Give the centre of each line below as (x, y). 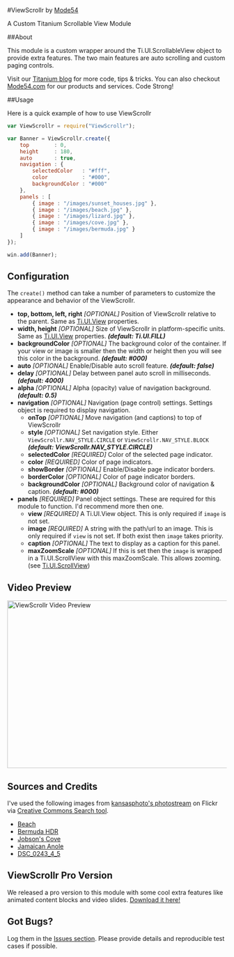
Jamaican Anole (40, 846)
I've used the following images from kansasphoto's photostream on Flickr (112, 803)
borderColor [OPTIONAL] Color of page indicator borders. (111, 477)
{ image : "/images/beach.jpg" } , (82, 210)
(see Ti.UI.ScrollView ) (59, 566)
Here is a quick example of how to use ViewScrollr (79, 113)
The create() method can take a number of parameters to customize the (111, 293)
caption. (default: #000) (63, 492)
